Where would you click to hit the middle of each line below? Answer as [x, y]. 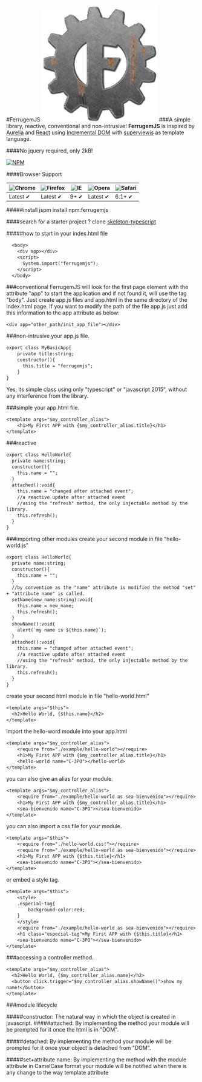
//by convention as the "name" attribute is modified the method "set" [104, 588]
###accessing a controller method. [50, 958]
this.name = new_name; [46, 606]
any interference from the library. [47, 396]
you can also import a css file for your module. [64, 826]
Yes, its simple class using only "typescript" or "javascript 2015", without [97, 390]
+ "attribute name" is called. [46, 594]
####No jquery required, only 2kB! [50, 151]
